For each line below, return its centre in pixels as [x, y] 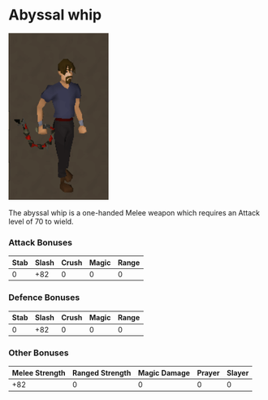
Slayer [238, 372]
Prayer [209, 372]
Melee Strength [39, 372]
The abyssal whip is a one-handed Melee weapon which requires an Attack [134, 212]
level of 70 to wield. [41, 221]
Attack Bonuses [41, 242]
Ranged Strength [102, 372]
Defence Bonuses [44, 298]
